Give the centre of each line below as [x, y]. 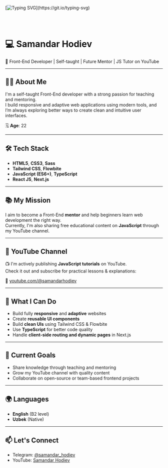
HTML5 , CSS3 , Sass [34, 163]
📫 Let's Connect [32, 441]
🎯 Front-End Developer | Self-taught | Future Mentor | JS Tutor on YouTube [82, 61]
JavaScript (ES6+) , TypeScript [45, 174]
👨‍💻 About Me [26, 82]
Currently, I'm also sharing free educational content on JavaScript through [82, 226]
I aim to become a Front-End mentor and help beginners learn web [74, 215]
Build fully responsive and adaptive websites [59, 313]
